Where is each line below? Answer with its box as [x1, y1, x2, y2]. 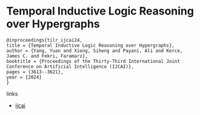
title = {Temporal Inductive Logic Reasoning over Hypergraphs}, [6, 42, 175, 48]
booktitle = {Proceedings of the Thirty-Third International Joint [6, 58, 181, 64]
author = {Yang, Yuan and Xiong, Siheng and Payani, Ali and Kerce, [6, 47, 183, 54]
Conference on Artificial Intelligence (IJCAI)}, [6, 64, 135, 70]
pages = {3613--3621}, [6, 68, 64, 75]
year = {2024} [6, 74, 42, 80]
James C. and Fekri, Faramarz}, [6, 53, 88, 59]
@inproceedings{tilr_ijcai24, [6, 37, 83, 43]
